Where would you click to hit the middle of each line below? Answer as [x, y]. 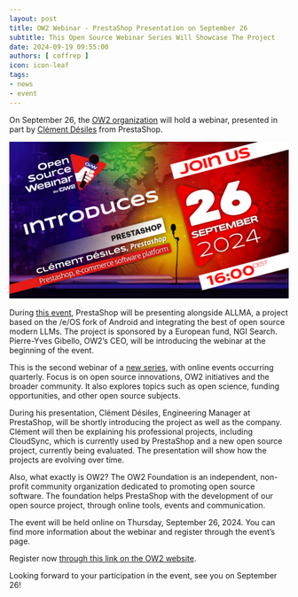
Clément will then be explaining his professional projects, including [131, 432]
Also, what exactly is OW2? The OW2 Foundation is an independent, [134, 477]
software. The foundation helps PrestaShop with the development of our [141, 496]
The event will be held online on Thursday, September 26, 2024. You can [142, 523]
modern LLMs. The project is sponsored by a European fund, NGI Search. [143, 331]
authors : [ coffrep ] [49, 56]
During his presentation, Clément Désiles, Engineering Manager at [130, 413]
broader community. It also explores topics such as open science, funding [145, 386]
